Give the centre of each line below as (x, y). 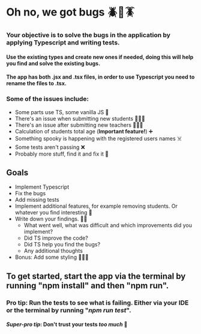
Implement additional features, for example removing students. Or (96, 206)
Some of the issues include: (47, 99)
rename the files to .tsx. (37, 83)
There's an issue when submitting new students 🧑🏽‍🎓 (80, 118)
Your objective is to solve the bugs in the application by (88, 35)
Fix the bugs (30, 193)
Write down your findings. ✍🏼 (51, 219)
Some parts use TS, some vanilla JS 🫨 (62, 112)
